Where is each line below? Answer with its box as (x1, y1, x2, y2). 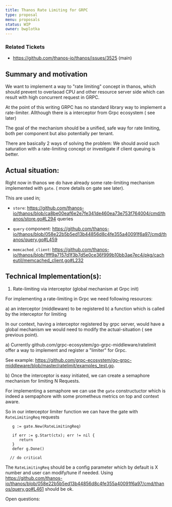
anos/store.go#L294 (12, 216, 56, 222)
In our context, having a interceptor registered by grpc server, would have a (5, 321, 165, 327)
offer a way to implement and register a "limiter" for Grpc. (5, 347, 127, 353)
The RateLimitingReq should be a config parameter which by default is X (5, 464, 158, 470)
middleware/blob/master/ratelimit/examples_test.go (5, 362, 114, 368)
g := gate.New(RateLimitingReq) (12, 424, 81, 429)
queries (57, 216, 73, 222)
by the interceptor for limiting (5, 311, 67, 317)
